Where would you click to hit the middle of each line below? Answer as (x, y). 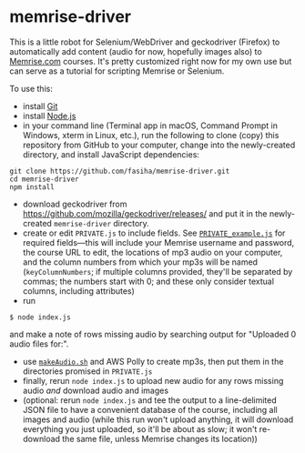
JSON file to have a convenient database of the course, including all (150, 409)
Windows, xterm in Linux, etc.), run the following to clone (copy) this (151, 135)
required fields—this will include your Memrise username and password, (158, 242)
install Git (40, 106)
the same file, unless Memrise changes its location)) (160, 438)
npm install (32, 187)
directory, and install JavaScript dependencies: (111, 154)
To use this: (31, 88)
